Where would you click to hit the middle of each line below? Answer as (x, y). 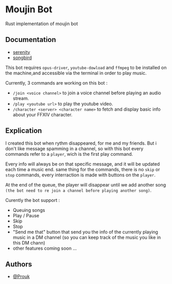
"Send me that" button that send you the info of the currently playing (85, 232)
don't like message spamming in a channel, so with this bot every (74, 148)
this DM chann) (29, 242)
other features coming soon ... (45, 248)
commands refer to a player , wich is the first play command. (69, 154)
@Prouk (21, 277)
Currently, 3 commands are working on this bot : (56, 83)
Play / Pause (26, 215)
